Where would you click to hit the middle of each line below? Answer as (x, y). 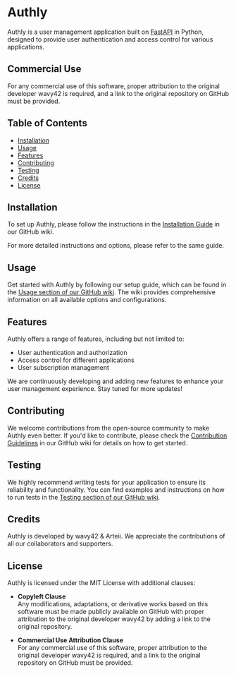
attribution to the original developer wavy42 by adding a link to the (114, 619)
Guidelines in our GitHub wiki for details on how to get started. (98, 443)
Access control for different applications (76, 360)
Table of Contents (48, 123)
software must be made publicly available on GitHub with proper (111, 612)
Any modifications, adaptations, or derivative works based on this (113, 604)
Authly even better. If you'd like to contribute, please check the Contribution (117, 435)
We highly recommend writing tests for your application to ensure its (107, 482)
